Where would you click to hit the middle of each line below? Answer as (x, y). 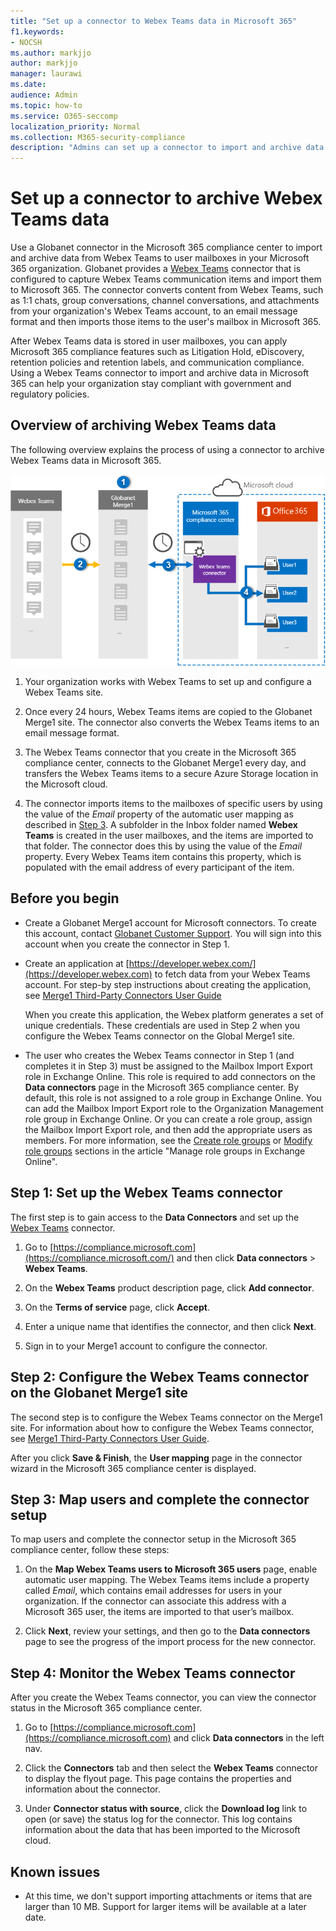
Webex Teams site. (64, 692)
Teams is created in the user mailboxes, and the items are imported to (169, 836)
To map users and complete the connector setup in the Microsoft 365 (153, 1539)
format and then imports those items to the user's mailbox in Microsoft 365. (166, 322)
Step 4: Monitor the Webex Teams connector (153, 1673)
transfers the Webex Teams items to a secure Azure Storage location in (171, 774)
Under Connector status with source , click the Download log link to (166, 1809)
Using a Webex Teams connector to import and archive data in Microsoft (160, 373)
